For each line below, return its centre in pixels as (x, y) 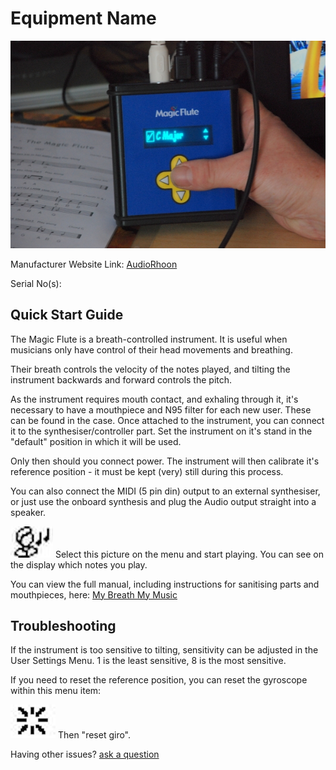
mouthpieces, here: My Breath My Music (94, 594)
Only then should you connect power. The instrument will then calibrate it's (165, 461)
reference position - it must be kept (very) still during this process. (147, 471)
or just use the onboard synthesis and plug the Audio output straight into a (163, 501)
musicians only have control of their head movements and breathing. (151, 349)
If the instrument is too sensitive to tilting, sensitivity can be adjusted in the (164, 650)
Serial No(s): (36, 283)
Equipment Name (83, 18)
